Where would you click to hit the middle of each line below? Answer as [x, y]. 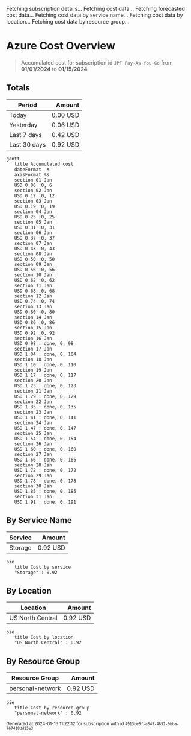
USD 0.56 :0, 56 [35, 270]
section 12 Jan [33, 296]
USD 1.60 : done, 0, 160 [45, 449]
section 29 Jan [33, 475]
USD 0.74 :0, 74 [35, 301]
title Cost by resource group [52, 708]
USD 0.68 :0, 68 [35, 291]
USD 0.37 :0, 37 [35, 238]
